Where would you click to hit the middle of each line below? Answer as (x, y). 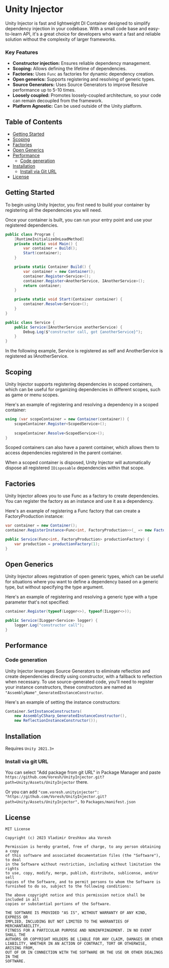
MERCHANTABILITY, (23, 926)
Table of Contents (34, 122)
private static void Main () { (46, 244)
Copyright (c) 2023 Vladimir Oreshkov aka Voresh (58, 838)
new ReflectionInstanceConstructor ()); (56, 721)
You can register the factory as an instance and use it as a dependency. (79, 501)
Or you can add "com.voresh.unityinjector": (52, 792)
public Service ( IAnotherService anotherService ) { (68, 327)
